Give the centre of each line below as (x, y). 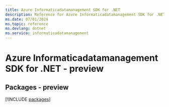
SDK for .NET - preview (55, 69)
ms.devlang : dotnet (26, 29)
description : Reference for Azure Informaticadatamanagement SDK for (80, 15)
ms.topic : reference (27, 24)
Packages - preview (37, 87)
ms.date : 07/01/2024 (27, 19)
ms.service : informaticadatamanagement (47, 33)
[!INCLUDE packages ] (28, 99)
